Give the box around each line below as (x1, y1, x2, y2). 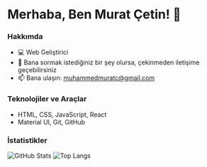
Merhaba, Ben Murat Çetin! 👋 (7, 6, 181, 23)
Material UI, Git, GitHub (17, 117, 86, 126)
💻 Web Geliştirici (17, 48, 69, 57)
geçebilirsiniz (17, 66, 57, 74)
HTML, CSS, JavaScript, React (17, 110, 107, 119)
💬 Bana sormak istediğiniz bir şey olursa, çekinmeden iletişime (17, 58, 200, 67)
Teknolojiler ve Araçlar (7, 94, 87, 104)
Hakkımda (7, 32, 43, 42)
